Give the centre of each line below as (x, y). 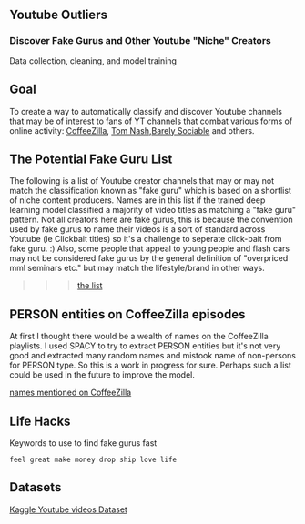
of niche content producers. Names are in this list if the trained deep (137, 200)
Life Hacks (40, 421)
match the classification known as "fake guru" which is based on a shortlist (150, 191)
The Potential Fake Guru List (91, 159)
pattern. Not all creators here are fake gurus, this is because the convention (151, 220)
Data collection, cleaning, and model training (93, 60)
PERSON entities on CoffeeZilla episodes (127, 314)
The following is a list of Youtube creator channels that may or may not (142, 181)
